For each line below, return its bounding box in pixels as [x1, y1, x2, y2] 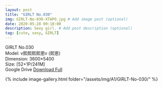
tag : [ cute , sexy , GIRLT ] [5, 30, 59, 35]
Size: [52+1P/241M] [5, 61, 45, 67]
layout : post [5, 7, 32, 12]
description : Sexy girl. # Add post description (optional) [5, 26, 133, 31]
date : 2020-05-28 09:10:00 [5, 21, 61, 26]
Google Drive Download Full [5, 66, 63, 72]
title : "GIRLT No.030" [5, 12, 52, 17]
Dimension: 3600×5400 [5, 56, 54, 61]
